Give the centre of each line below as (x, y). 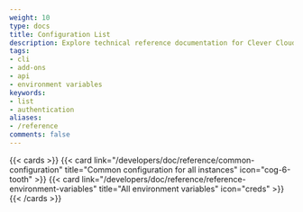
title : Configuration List (60, 34)
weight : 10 (30, 18)
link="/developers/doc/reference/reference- (164, 179)
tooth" (21, 179)
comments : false (40, 135)
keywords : (28, 93)
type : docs (30, 26)
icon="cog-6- (265, 169)
